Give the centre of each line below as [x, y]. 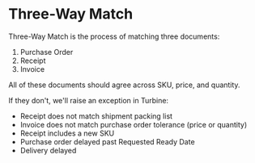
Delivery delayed [48, 150]
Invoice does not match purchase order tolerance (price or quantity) [134, 124]
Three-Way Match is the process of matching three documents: [114, 36]
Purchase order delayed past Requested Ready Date [108, 141]
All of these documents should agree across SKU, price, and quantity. [124, 85]
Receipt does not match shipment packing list [96, 116]
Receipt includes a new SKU [67, 133]
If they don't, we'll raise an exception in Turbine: [88, 100]
